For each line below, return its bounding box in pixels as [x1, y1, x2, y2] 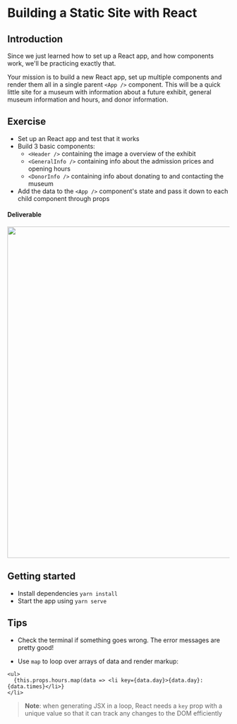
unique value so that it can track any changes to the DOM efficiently [24, 708, 222, 717]
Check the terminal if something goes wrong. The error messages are [17, 636, 221, 644]
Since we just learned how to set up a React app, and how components [7, 51, 214, 60]
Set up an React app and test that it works [17, 134, 140, 142]
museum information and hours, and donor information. [7, 95, 169, 104]
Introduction [7, 33, 63, 45]
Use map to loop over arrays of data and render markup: [17, 657, 178, 665]
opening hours [28, 164, 71, 173]
